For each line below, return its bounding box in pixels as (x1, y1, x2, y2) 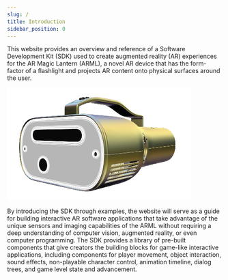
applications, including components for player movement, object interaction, (7, 251, 222, 259)
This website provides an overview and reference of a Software (7, 45, 186, 53)
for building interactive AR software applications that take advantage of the (7, 214, 218, 223)
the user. (7, 74, 32, 82)
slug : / (7, 11, 29, 18)
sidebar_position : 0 (7, 25, 66, 32)
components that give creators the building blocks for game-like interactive (7, 243, 219, 252)
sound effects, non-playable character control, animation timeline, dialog (7, 258, 212, 266)
